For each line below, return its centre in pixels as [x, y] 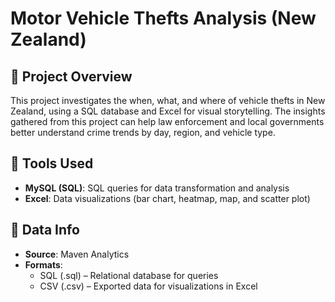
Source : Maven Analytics [77, 254]
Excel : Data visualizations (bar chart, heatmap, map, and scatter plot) [167, 198]
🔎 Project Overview [71, 76]
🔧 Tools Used [52, 163]
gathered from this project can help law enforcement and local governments [167, 121]
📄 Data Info [45, 230]
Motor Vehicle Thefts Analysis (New [163, 18]
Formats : [43, 264]
